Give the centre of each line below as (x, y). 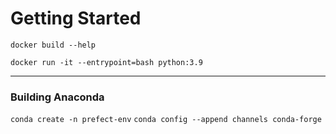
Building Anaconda (57, 97)
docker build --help (53, 45)
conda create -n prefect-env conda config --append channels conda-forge (166, 120)
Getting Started (76, 18)
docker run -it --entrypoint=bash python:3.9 (106, 62)
